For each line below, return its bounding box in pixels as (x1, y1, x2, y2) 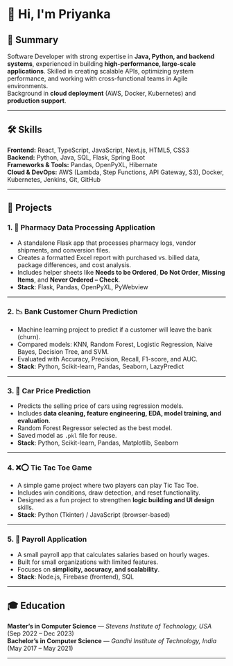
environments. (7, 82, 49, 89)
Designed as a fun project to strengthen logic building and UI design (17, 496, 215, 504)
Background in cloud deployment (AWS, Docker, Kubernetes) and (7, 89, 196, 97)
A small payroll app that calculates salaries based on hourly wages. (17, 550, 210, 558)
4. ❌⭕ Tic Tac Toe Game (7, 463, 92, 472)
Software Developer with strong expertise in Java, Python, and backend (7, 52, 215, 60)
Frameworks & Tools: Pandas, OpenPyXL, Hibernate (7, 160, 157, 169)
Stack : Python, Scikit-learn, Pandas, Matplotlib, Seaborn (17, 438, 179, 447)
